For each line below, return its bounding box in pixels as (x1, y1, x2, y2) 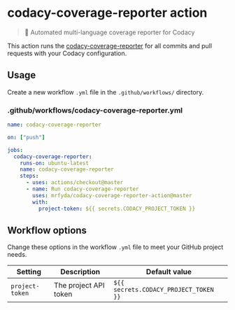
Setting (16, 267, 42, 277)
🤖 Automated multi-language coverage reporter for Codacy (24, 28, 195, 36)
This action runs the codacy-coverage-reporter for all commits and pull (7, 41, 212, 50)
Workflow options (7, 224, 87, 236)
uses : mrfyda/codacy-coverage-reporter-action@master (32, 192, 192, 199)
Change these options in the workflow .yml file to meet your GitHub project (7, 243, 224, 251)
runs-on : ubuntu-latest (20, 160, 90, 167)
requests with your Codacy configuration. (7, 49, 127, 57)
